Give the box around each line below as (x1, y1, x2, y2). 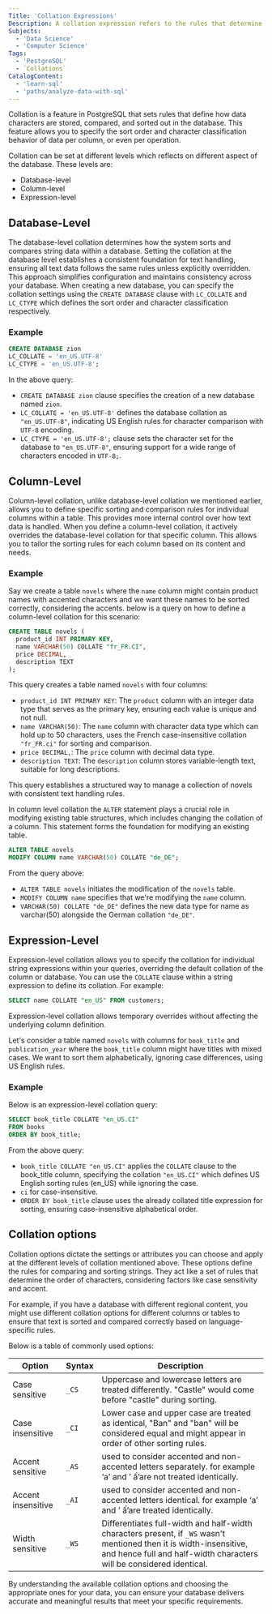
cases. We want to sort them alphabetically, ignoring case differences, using (8, 1052, 263, 1062)
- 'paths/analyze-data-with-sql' (15, 87, 129, 96)
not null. (19, 713, 48, 722)
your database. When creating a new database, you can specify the (8, 280, 235, 290)
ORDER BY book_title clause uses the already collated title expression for (19, 1195, 263, 1205)
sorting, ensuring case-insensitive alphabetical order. (19, 1204, 198, 1214)
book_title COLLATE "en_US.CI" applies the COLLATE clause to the (19, 1161, 237, 1171)
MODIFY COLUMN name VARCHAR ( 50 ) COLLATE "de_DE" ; (8, 854, 180, 862)
